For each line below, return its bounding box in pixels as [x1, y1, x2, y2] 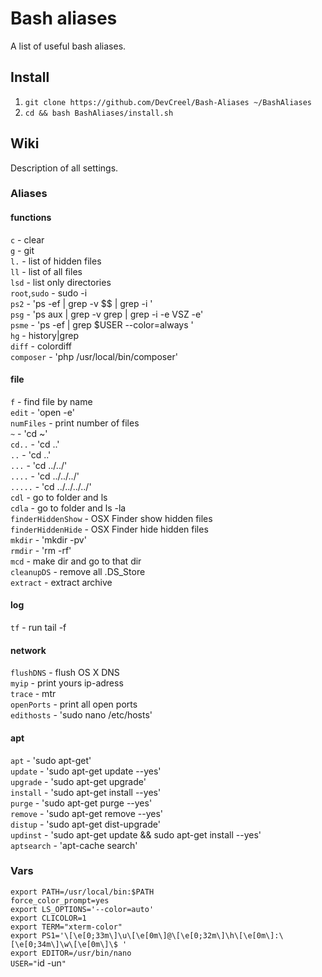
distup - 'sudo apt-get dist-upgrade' [10, 818, 161, 830]
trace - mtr [10, 688, 57, 700]
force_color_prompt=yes [10, 895, 110, 906]
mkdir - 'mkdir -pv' [10, 533, 87, 546]
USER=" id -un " [10, 957, 67, 969]
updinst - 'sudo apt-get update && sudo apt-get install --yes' [10, 828, 262, 841]
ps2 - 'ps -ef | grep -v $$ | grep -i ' [10, 297, 153, 309]
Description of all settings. [10, 162, 119, 174]
